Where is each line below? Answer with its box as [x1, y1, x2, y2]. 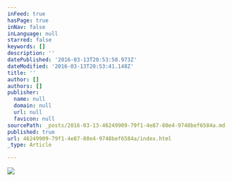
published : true [7, 128, 55, 135]
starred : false [7, 37, 52, 44]
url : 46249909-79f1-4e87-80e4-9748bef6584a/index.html [7, 135, 172, 142]
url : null [13, 109, 42, 116]
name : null [13, 96, 46, 103]
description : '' [7, 50, 55, 57]
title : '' [7, 69, 37, 76]
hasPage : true [7, 17, 49, 24]
